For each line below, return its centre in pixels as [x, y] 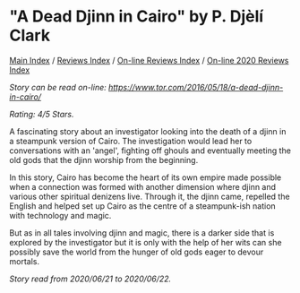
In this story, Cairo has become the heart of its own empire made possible [146, 177]
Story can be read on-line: [58, 87]
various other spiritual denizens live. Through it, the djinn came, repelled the [150, 196]
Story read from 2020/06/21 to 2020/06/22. [90, 279]
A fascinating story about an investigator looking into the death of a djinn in [148, 131]
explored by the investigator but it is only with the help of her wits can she [146, 242]
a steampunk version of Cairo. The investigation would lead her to [131, 141]
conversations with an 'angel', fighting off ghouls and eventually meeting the [150, 151]
